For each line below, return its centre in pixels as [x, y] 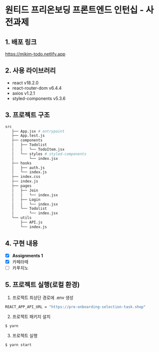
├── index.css [26, 177]
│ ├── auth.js [28, 168]
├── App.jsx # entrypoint [38, 131]
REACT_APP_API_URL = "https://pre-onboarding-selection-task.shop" [76, 307]
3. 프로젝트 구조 [27, 115]
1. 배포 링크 [21, 42]
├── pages [22, 186]
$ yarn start [18, 345]
